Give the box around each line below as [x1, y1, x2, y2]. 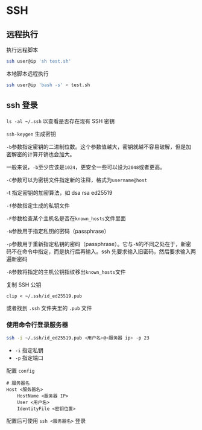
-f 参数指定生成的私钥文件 [6, 201, 71, 209]
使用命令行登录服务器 [6, 321, 68, 329]
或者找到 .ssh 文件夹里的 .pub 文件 [6, 304, 92, 311]
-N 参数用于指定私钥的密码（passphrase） [6, 227, 110, 235]
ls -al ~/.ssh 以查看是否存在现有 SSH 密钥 [6, 117, 115, 124]
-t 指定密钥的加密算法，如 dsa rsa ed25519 [6, 189, 113, 196]
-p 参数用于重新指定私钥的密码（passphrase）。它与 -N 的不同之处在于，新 [6, 240, 186, 247]
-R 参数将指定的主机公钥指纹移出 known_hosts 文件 [6, 268, 127, 275]
